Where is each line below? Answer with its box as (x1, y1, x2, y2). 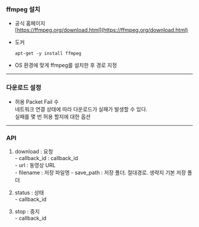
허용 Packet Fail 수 (14, 98, 59, 105)
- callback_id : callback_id (14, 154, 78, 161)
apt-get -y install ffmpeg (14, 50, 82, 57)
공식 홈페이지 (14, 20, 46, 27)
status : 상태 (14, 188, 44, 196)
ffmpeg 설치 (6, 5, 40, 13)
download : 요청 (14, 148, 53, 155)
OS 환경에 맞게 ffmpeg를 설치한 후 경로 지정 (14, 62, 117, 69)
